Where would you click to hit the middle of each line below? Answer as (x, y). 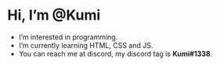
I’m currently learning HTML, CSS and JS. (86, 45)
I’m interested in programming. (68, 37)
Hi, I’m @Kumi (54, 15)
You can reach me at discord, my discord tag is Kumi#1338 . (115, 53)
